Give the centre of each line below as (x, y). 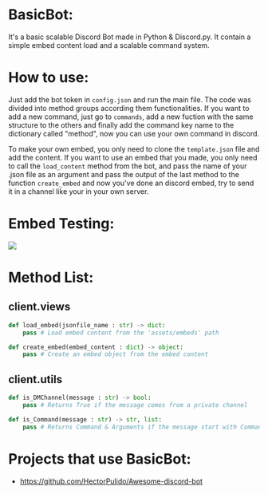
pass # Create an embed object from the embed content (116, 354)
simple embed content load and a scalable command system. (109, 45)
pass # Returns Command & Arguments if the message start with (130, 427)
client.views (39, 307)
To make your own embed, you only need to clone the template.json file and (134, 148)
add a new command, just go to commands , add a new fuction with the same (131, 117)
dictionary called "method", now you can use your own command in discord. (134, 133)
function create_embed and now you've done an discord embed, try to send (131, 183)
